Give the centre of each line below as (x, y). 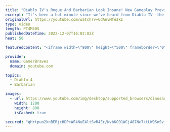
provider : (16, 56)
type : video (18, 24)
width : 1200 (27, 103)
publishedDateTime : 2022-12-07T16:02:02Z (50, 34)
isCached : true (30, 113)
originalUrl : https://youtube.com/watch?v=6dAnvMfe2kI (64, 19)
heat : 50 (14, 39)
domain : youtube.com (31, 66)
